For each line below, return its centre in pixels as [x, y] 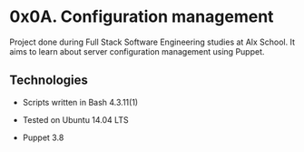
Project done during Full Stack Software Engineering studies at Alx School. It [152, 42]
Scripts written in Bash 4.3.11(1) [80, 102]
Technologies [49, 81]
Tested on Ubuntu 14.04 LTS [75, 119]
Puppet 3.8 [43, 137]
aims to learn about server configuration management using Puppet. [137, 51]
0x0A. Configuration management [142, 17]
